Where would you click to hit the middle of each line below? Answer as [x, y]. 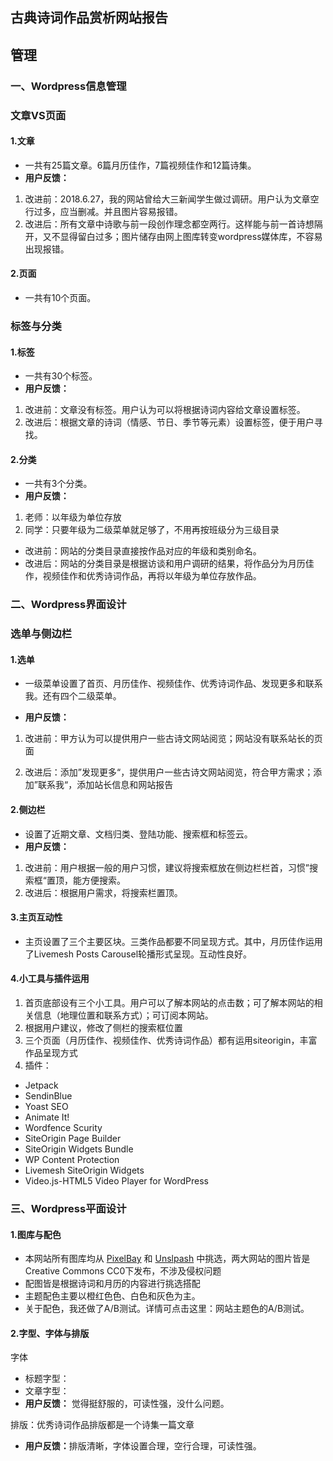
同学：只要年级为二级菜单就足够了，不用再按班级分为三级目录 [152, 530]
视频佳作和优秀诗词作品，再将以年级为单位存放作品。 [152, 576]
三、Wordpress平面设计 [68, 1208]
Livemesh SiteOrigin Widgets [84, 1170]
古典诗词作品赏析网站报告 [89, 18]
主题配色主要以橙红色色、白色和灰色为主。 [112, 1296]
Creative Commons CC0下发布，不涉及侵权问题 [123, 1271]
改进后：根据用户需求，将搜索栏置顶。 [103, 892]
